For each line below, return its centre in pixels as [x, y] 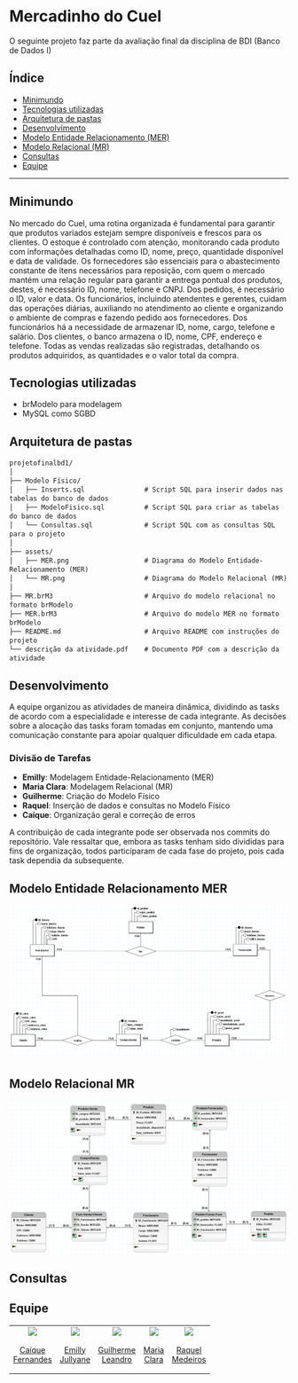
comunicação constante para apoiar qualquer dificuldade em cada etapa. [143, 735]
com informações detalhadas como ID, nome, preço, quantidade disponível [146, 251]
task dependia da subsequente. [67, 860]
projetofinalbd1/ [41, 463]
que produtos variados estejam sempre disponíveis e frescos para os [136, 232]
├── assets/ [31, 552]
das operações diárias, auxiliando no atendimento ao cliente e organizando [146, 308]
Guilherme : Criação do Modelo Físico [91, 797]
